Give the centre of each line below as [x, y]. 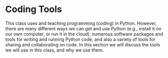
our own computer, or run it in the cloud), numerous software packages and [84, 34]
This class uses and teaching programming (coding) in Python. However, [81, 23]
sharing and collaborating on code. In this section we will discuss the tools [83, 44]
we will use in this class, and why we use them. [54, 50]
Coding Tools [34, 9]
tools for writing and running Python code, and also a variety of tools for [80, 39]
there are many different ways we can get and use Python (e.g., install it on [83, 28]
